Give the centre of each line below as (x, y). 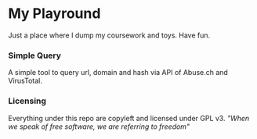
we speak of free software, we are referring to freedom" (99, 127)
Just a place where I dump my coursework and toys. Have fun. (109, 35)
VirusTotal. (25, 81)
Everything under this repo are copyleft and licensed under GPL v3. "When (129, 118)
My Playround (54, 14)
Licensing (27, 101)
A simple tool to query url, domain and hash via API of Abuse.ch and (118, 73)
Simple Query (34, 55)
